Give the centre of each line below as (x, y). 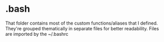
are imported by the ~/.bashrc (37, 34)
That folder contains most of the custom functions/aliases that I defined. (81, 23)
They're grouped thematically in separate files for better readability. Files (82, 28)
